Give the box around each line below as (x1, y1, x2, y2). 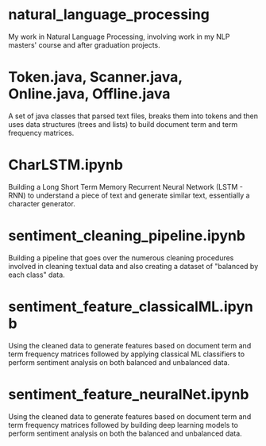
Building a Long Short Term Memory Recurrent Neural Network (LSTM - (8, 182, 244, 191)
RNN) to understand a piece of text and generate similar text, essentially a (8, 190, 250, 200)
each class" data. (8, 270, 65, 279)
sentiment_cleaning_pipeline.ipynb (8, 227, 246, 244)
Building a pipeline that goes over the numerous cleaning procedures (8, 252, 234, 263)
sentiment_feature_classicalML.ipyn (8, 298, 254, 315)
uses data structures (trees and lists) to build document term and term (8, 119, 238, 129)
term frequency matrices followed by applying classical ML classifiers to (8, 349, 245, 359)
